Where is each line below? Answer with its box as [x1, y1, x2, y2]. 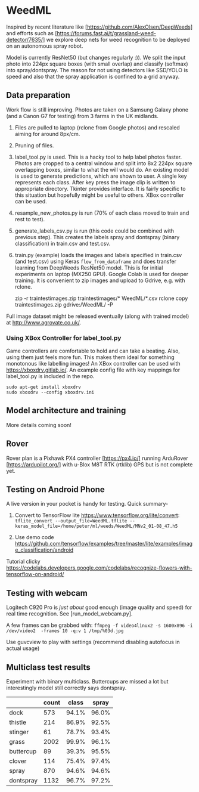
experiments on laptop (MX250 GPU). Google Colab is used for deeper [14, 270, 189, 277]
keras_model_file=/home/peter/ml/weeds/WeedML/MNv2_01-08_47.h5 [14, 523, 178, 530]
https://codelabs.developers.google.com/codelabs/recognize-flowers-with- [6, 564, 192, 571]
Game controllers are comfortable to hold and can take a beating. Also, [6, 347, 181, 355]
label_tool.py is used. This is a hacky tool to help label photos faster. [14, 153, 182, 160]
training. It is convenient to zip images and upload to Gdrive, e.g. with [14, 277, 185, 284]
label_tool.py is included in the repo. [6, 373, 95, 380]
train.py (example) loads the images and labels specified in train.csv [14, 251, 182, 258]
